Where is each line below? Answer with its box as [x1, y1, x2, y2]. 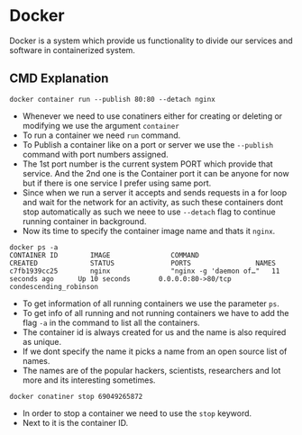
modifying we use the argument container [22, 120, 180, 131]
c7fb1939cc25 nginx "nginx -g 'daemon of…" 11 [9, 267, 280, 276]
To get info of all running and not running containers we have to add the [22, 307, 289, 318]
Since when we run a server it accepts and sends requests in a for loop [22, 186, 288, 198]
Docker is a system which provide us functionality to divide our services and [9, 35, 293, 46]
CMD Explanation [9, 71, 109, 86]
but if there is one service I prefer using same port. [22, 177, 212, 188]
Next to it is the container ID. [22, 417, 129, 428]
